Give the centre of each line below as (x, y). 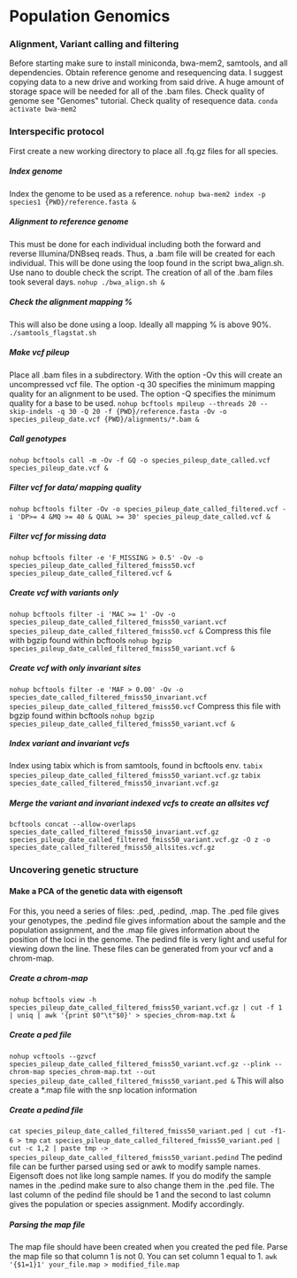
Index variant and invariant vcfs (69, 744)
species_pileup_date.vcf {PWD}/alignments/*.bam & (104, 419)
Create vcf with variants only (64, 593)
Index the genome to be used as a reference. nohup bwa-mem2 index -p (137, 193)
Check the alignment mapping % (71, 302)
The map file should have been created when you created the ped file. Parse (148, 1247)
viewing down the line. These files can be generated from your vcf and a (141, 948)
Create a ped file (41, 1035)
